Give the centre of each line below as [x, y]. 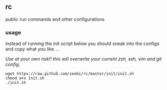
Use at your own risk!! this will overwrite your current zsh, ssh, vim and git [84, 59]
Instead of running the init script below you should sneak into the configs [82, 43]
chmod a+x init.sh [25, 78]
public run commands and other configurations [55, 19]
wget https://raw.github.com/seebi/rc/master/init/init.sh [70, 74]
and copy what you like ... [32, 49]
